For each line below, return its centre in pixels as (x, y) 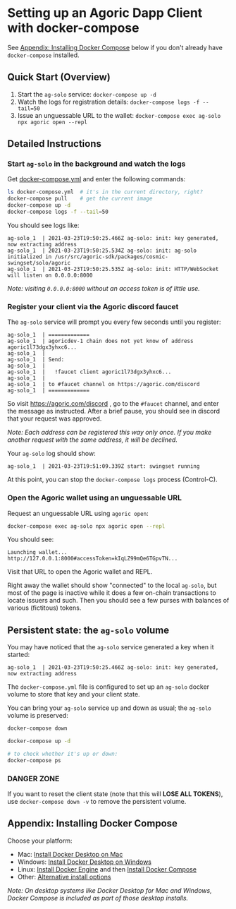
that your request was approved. (55, 419)
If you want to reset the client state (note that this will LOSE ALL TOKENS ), (115, 794)
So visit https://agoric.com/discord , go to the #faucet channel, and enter (113, 404)
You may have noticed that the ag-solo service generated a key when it (111, 647)
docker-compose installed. (43, 55)
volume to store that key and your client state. (74, 694)
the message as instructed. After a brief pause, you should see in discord (114, 411)
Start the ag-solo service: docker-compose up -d (87, 94)
